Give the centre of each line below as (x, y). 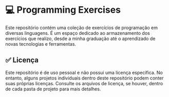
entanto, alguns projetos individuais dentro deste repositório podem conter (85, 78)
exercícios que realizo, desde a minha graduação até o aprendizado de (80, 38)
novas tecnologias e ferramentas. (41, 44)
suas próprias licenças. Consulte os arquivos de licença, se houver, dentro (84, 83)
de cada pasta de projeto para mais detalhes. (53, 89)
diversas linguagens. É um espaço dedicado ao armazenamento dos (78, 33)
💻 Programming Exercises (63, 10)
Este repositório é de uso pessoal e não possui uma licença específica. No (84, 72)
